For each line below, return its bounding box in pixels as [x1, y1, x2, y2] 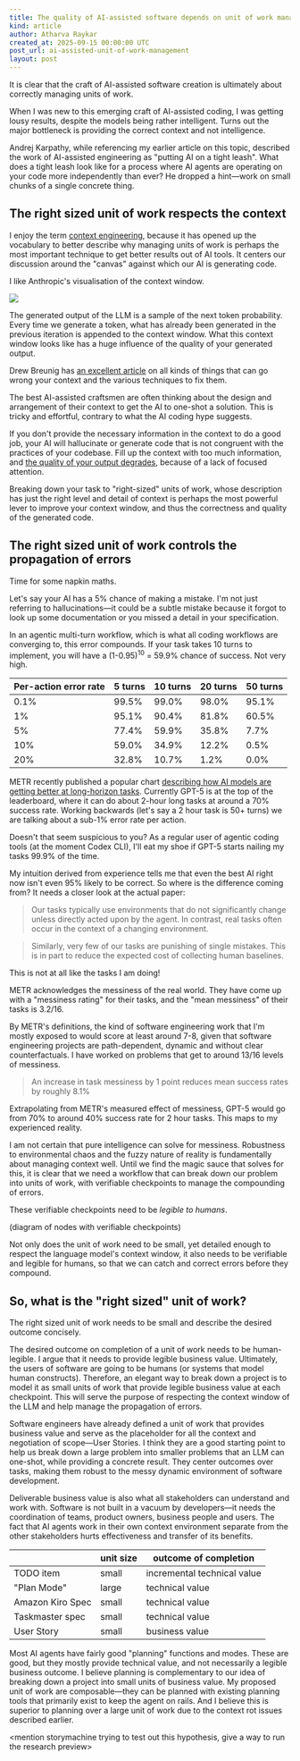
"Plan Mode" [13, 1581, 67, 1594]
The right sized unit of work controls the [9, 538, 237, 553]
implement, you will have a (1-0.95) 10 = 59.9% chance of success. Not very [9, 648, 287, 661]
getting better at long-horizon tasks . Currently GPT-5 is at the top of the [9, 786, 274, 796]
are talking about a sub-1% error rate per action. [9, 814, 187, 825]
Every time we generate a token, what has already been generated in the [9, 319, 277, 330]
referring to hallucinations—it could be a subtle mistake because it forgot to [9, 602, 287, 613]
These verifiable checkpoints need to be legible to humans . [9, 1204, 228, 1216]
